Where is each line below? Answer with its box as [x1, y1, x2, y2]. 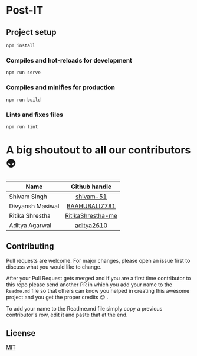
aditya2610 [74, 221, 108, 229]
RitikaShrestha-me [64, 211, 118, 220]
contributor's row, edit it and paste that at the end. [6, 311, 128, 318]
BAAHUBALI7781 [67, 202, 116, 210]
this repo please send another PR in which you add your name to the [6, 281, 173, 288]
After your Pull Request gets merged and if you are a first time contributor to [6, 275, 191, 282]
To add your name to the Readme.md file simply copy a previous [6, 305, 163, 312]
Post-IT [6, 4, 44, 17]
